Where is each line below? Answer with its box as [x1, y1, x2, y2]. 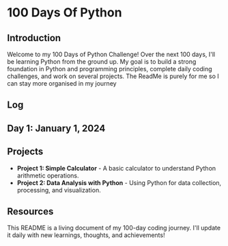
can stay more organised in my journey [7, 79, 117, 87]
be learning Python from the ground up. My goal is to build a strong [7, 58, 197, 66]
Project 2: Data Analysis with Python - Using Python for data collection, [16, 178, 222, 186]
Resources [7, 206, 54, 217]
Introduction [7, 32, 61, 44]
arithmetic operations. [16, 171, 79, 180]
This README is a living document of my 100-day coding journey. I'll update [7, 224, 220, 232]
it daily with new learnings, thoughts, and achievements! [7, 231, 165, 239]
